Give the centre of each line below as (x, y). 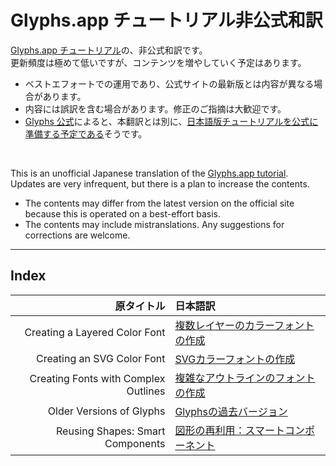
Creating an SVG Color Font (100, 358)
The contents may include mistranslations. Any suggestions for (154, 224)
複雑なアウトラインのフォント (245, 378)
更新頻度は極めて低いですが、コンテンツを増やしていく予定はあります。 (158, 62)
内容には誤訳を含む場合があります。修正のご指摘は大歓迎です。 (155, 108)
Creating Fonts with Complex (97, 378)
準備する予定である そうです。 (86, 133)
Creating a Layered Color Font (95, 332)
